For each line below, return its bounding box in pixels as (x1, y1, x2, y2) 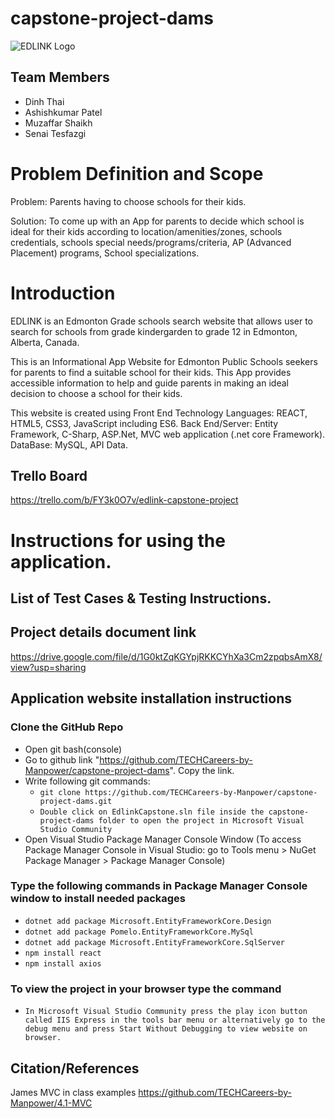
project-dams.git (39, 796, 113, 806)
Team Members (10, 69, 110, 86)
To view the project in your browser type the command (10, 982, 282, 996)
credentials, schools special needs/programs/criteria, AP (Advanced (10, 236, 292, 248)
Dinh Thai (24, 95, 65, 107)
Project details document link (10, 624, 197, 641)
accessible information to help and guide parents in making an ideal (10, 377, 289, 389)
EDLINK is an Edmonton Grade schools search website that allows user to (10, 315, 314, 327)
